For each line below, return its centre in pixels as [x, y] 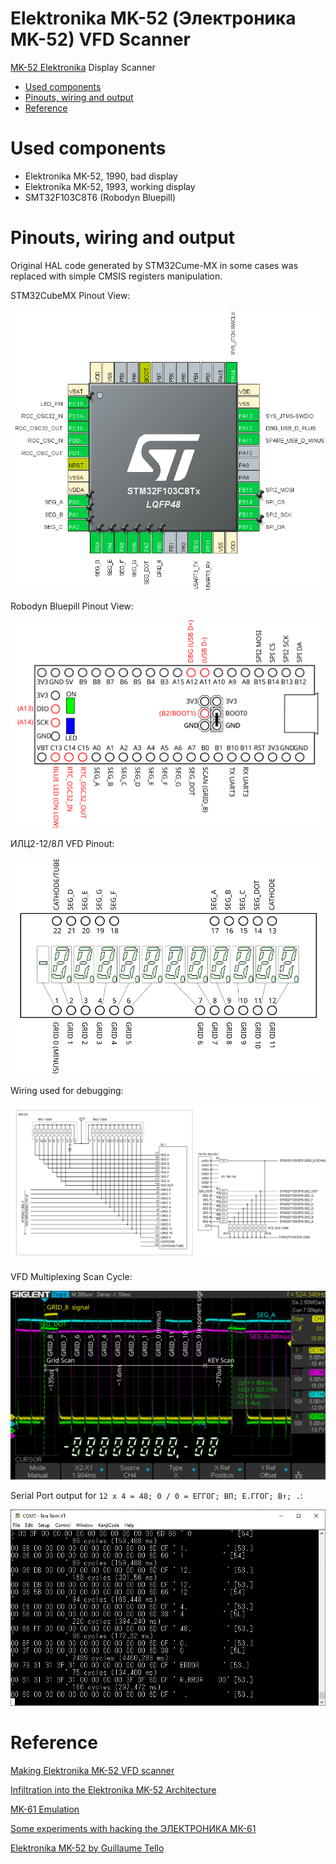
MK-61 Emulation [45, 1809]
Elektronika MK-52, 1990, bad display [101, 176]
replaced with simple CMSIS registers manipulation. [116, 276]
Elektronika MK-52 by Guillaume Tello [87, 1848]
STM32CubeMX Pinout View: [70, 295]
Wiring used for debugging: [67, 1091]
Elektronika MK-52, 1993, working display [110, 186]
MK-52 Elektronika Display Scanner [83, 67]
